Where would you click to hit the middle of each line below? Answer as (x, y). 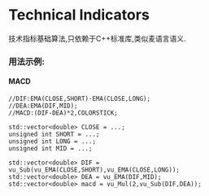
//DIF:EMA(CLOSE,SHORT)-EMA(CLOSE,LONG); (80, 99)
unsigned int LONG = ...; (52, 142)
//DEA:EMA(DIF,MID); (44, 106)
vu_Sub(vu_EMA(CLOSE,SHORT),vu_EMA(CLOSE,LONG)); (94, 170)
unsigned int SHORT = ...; (54, 135)
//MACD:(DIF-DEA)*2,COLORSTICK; (63, 113)
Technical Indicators (79, 15)
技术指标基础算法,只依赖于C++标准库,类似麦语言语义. (97, 38)
